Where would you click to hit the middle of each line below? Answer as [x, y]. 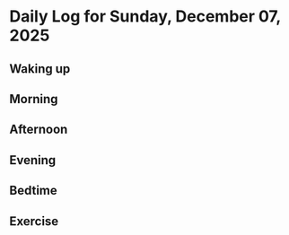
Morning [34, 99]
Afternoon [39, 130]
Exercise [34, 221]
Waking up [40, 69]
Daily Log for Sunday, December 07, [145, 17]
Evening [33, 160]
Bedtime [34, 191]
